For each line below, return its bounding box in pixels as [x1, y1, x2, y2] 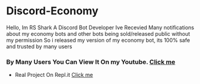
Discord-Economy [6, 4, 99, 18]
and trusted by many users [6, 43, 72, 50]
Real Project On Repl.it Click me [14, 71, 93, 79]
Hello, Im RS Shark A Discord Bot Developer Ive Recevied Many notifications [6, 24, 195, 31]
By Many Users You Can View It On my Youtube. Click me [6, 58, 175, 66]
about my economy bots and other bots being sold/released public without [6, 30, 190, 37]
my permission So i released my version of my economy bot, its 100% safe [6, 36, 190, 43]
